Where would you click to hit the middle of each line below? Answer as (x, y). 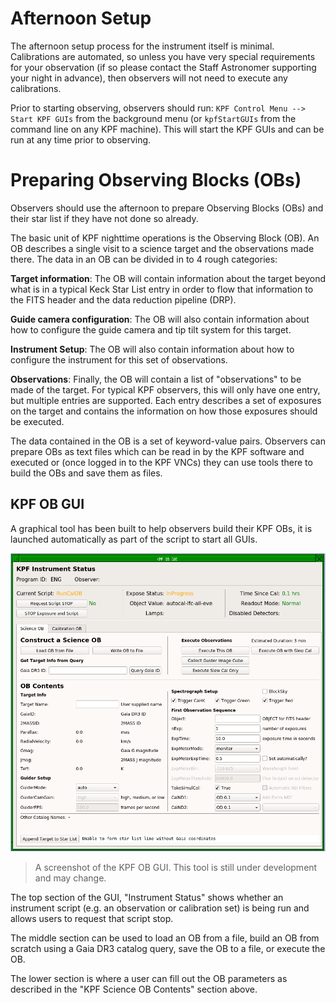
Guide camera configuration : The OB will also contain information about (160, 319)
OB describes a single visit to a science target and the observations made (162, 248)
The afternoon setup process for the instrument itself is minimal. (142, 46)
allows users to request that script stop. (92, 919)
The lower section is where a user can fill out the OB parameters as (149, 979)
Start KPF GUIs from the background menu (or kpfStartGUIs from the (153, 118)
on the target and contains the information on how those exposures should (164, 411)
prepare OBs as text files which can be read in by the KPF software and (157, 451)
